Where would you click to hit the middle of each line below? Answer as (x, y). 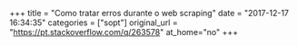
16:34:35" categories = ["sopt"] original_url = (94, 23)
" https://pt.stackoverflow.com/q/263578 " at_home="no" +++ (124, 32)
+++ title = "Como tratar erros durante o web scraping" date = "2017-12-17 (149, 13)
